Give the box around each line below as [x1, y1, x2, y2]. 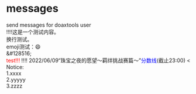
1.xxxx [6, 70, 22, 77]
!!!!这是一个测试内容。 [6, 28, 60, 35]
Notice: [6, 63, 24, 70]
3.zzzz [6, 82, 23, 89]
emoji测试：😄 [6, 43, 41, 50]
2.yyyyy [6, 76, 26, 83]
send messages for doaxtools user [6, 21, 91, 28]
